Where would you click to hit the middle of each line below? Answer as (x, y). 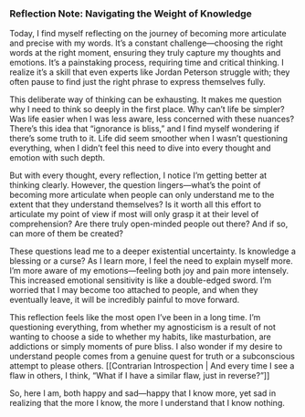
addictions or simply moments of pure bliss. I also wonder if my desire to (146, 347)
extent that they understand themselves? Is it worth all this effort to (136, 204)
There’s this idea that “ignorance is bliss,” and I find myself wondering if (145, 129)
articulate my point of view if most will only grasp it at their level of (134, 214)
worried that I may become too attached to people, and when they (134, 290)
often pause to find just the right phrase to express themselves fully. (138, 82)
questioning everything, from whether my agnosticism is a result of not (143, 328)
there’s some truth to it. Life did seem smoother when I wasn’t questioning (148, 139)
